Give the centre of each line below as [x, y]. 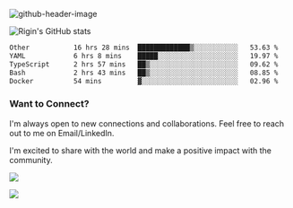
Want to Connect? [49, 104]
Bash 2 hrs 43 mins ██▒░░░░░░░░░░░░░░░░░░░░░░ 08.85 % [144, 73]
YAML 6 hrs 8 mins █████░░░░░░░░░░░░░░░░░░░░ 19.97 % [144, 56]
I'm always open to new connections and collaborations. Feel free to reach [147, 123]
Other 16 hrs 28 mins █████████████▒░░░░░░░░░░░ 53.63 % [144, 48]
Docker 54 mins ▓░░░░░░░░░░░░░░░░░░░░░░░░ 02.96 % [144, 81]
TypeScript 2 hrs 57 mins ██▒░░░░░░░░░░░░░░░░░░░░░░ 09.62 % [144, 64]
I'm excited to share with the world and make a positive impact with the [140, 150]
